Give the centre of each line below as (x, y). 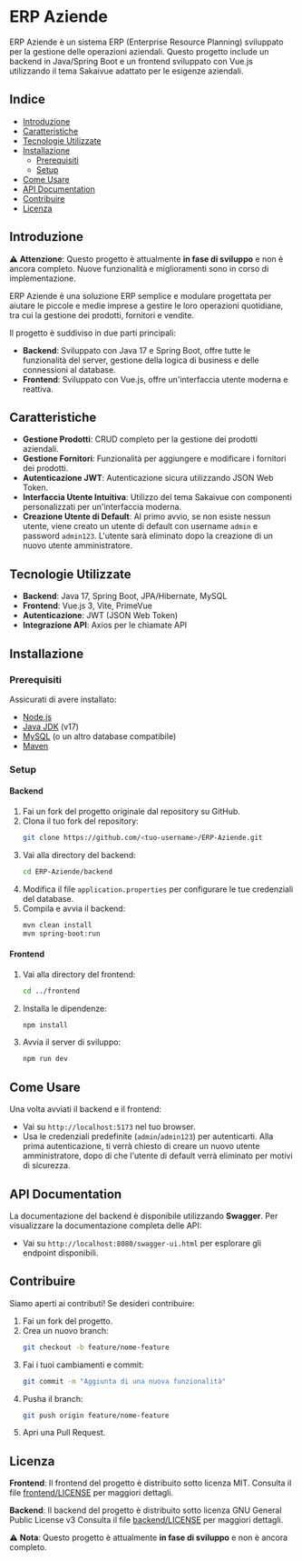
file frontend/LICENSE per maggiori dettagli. (92, 1493)
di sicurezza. (46, 1166)
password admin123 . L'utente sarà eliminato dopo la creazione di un (148, 536)
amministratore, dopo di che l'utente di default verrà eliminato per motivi (157, 1156)
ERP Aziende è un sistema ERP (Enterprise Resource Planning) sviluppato (146, 42)
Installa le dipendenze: (64, 1008)
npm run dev (45, 1059)
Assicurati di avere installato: (63, 699)
